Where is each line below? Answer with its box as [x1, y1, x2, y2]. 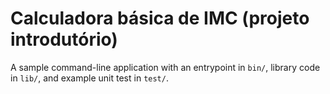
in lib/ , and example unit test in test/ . [10, 72, 169, 84]
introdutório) [10, 28, 118, 51]
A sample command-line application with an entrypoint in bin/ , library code [10, 61, 321, 73]
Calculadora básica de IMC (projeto [10, 7, 310, 30]
